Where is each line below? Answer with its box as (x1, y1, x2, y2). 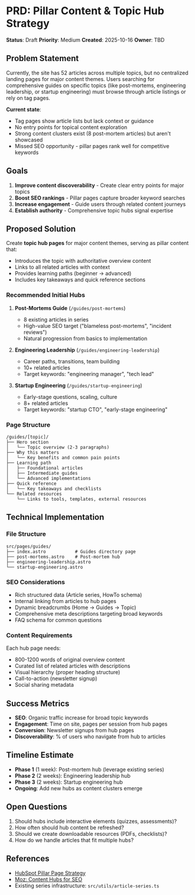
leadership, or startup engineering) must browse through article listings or (6, 88, 186, 95)
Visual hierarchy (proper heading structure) (14, 669, 121, 676)
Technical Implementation (6, 512, 105, 522)
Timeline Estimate (6, 750, 74, 760)
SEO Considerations (6, 578, 65, 586)
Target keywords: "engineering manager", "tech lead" (23, 370, 154, 377)
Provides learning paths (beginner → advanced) (14, 270, 132, 277)
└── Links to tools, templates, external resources (17, 496, 147, 502)
